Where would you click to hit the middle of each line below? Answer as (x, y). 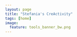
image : (12, 23)
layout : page (18, 9)
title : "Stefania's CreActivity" (39, 14)
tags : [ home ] (18, 18)
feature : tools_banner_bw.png (40, 27)
